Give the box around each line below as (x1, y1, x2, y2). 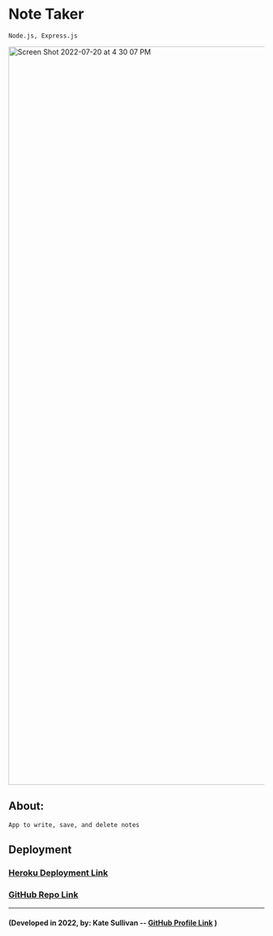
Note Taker (8, 5, 84, 24)
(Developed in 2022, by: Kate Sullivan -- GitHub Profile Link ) (8, 917, 218, 927)
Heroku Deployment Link (8, 867, 108, 878)
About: (8, 799, 45, 813)
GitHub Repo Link (8, 889, 79, 900)
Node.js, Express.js (8, 32, 79, 40)
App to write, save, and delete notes (8, 821, 140, 829)
